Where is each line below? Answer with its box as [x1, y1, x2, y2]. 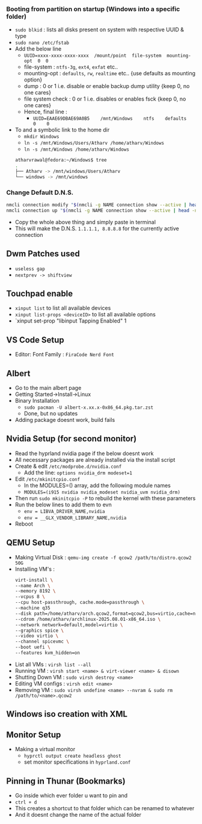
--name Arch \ [14, 582, 50, 589]
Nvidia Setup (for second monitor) [6, 433, 137, 444]
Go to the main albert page [14, 385, 82, 392]
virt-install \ [14, 577, 54, 583]
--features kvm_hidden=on [14, 650, 80, 656]
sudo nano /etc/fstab [14, 40, 69, 46]
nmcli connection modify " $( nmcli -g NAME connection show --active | [6, 202, 187, 208]
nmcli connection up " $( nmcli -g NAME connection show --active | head [6, 207, 189, 213]
